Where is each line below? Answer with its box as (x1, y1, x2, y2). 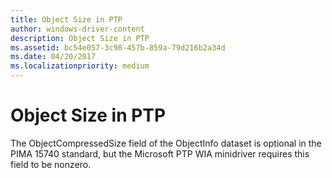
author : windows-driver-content (10, 24, 145, 34)
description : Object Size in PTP (10, 33, 150, 43)
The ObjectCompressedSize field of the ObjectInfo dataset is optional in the (10, 137, 322, 149)
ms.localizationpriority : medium (10, 61, 150, 71)
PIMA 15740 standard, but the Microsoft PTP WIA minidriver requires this (10, 147, 310, 160)
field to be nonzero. (10, 158, 92, 170)
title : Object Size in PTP (10, 14, 123, 25)
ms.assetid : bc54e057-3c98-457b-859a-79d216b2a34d (10, 42, 226, 53)
